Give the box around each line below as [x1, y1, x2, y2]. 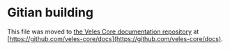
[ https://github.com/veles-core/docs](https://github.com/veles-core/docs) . [7, 34, 223, 42]
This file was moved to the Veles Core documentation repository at [7, 27, 199, 36]
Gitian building [7, 5, 94, 21]
